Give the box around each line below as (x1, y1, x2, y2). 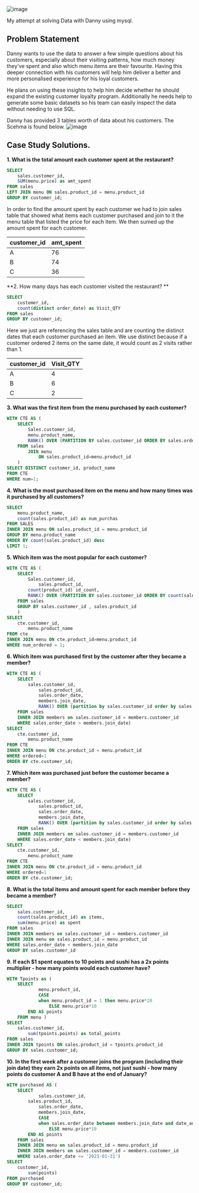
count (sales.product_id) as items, (17, 914, 105, 920)
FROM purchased (6, 1175, 44, 1181)
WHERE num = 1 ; (6, 476, 39, 482)
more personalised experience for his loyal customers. (6, 75, 139, 82)
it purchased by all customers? (6, 493, 84, 500)
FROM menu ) (17, 1014, 47, 1020)
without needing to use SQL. (6, 105, 76, 112)
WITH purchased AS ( (6, 1082, 58, 1088)
